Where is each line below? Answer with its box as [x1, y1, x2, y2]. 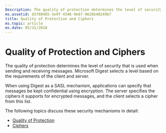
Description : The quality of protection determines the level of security [5, 7, 163, 12]
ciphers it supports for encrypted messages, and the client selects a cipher [5, 93, 158, 99]
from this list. [5, 99, 32, 105]
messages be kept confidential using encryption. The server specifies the [5, 88, 155, 94]
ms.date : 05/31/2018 [5, 26, 48, 30]
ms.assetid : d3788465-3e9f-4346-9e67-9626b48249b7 [5, 12, 112, 17]
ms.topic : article [5, 21, 43, 26]
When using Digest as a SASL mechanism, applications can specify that [5, 83, 152, 89]
